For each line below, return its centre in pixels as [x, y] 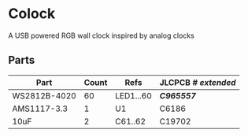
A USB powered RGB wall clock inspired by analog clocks [101, 35]
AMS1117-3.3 [40, 109]
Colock [32, 14]
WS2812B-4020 [44, 95]
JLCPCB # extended [198, 82]
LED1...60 [133, 95]
